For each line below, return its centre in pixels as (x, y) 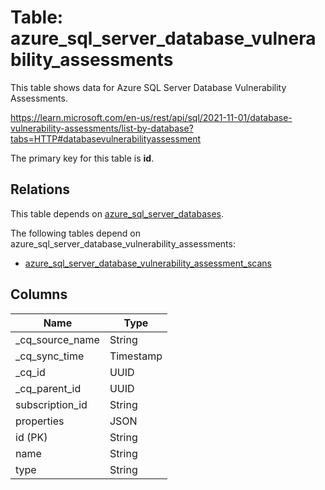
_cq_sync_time (50, 356)
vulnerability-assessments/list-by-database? (102, 128)
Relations (40, 189)
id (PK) (31, 437)
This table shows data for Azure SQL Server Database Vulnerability (148, 87)
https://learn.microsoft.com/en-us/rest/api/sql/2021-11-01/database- (151, 117)
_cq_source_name (57, 339)
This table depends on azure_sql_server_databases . (117, 213)
